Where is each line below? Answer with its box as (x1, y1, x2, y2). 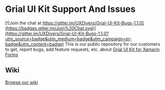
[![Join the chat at (5, 20, 42, 26)
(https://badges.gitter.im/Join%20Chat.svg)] (5, 25, 96, 31)
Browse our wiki (5, 79, 38, 85)
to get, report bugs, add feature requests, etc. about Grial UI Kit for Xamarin (5, 46, 160, 52)
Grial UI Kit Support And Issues (5, 3, 136, 15)
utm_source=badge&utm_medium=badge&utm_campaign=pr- (5, 36, 132, 42)
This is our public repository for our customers (65, 41, 161, 47)
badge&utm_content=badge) (5, 41, 64, 47)
